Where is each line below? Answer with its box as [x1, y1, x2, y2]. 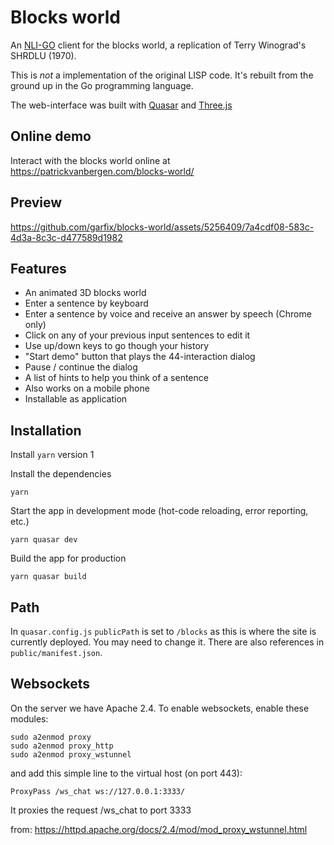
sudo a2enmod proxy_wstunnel [10, 749, 132, 760]
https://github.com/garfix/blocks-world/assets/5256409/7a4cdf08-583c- [10, 221, 315, 233]
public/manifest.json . [10, 647, 103, 658]
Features [10, 260, 67, 277]
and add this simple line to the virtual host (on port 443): [10, 767, 243, 779]
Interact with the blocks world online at [10, 154, 171, 166]
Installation [10, 422, 82, 439]
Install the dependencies [10, 468, 112, 480]
